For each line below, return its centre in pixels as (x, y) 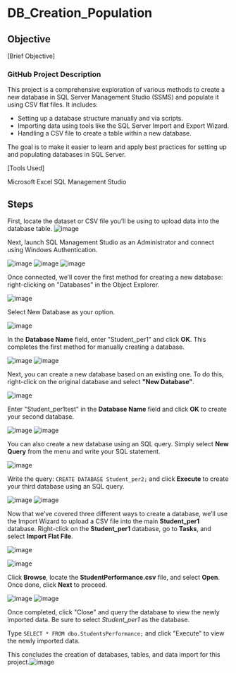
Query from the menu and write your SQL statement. (84, 452)
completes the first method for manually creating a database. (96, 347)
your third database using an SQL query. (66, 487)
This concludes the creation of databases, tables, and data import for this (114, 655)
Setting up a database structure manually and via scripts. (100, 119)
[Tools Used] (26, 168)
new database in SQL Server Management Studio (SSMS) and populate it (113, 97)
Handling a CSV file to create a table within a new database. (104, 133)
